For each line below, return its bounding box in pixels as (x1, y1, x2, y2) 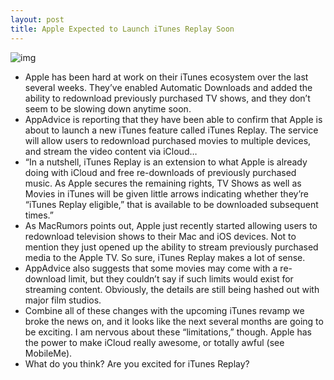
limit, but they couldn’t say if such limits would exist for (68, 272, 294, 285)
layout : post (10, 14, 65, 25)
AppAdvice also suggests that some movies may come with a (24, 262, 278, 274)
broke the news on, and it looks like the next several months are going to (24, 315, 324, 327)
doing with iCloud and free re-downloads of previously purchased (24, 166, 297, 178)
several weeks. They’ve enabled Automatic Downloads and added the (24, 81, 313, 93)
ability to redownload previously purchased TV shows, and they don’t (24, 92, 311, 104)
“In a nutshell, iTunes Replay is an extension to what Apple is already (24, 156, 308, 168)
